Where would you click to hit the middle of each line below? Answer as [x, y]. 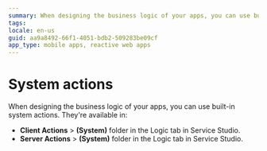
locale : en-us [32, 30]
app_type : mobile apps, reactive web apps [79, 45]
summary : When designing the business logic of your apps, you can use [129, 15]
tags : [17, 23]
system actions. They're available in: [68, 115]
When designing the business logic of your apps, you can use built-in [122, 106]
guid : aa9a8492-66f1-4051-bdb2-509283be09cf [83, 38]
